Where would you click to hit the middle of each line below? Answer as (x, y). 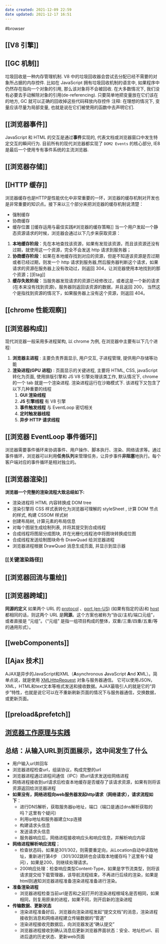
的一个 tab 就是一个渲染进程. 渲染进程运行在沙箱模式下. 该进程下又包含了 (86, 382)
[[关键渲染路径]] (24, 560)
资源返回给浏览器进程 (34, 788)
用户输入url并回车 (30, 764)
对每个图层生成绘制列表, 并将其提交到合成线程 (59, 527)
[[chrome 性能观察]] (36, 310)
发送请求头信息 (35, 832)
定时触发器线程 (35, 413)
